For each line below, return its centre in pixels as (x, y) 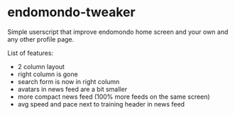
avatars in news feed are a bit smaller (72, 89)
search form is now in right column (69, 81)
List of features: (31, 53)
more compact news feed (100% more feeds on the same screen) (114, 97)
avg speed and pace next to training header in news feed (101, 104)
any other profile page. (41, 39)
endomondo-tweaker (72, 12)
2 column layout (41, 66)
